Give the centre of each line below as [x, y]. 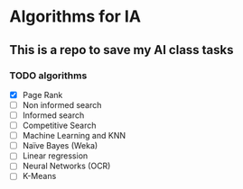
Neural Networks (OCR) [66, 166]
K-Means [39, 176]
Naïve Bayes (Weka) [60, 146]
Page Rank [42, 94]
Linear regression [55, 156]
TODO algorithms [48, 76]
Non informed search [62, 104]
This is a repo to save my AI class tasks [121, 50]
